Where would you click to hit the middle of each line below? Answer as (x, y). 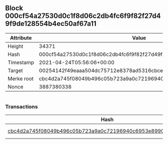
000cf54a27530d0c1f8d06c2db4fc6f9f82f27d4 (83, 16)
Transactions (22, 107)
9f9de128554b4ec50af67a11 (51, 24)
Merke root (21, 78)
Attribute (21, 38)
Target (15, 70)
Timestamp (21, 62)
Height (15, 46)
